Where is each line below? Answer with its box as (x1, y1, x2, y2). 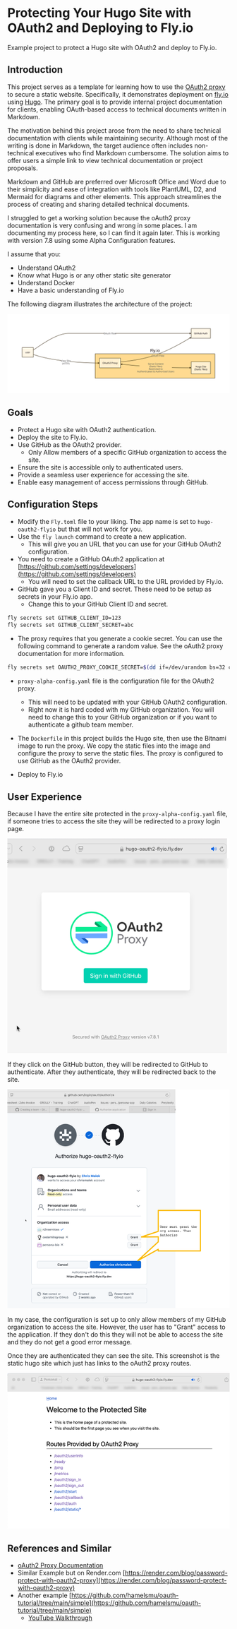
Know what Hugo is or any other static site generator (17, 270, 171, 280)
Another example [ (17, 1591, 72, 1600)
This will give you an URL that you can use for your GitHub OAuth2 (28, 539, 221, 548)
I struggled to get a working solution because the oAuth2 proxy (7, 213, 191, 222)
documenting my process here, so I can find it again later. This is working (7, 228, 220, 237)
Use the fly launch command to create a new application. (17, 532, 187, 541)
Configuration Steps (7, 499, 99, 511)
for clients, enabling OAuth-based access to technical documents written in (7, 105, 227, 114)
